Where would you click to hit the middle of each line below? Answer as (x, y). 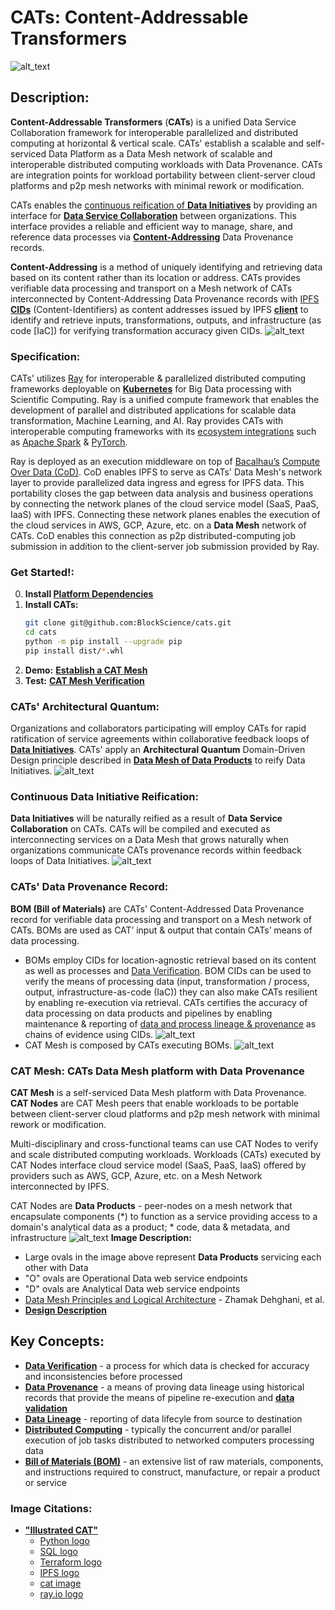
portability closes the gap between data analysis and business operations (162, 493)
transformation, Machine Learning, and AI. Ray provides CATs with (147, 421)
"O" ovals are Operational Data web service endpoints (136, 1278)
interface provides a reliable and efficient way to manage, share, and (151, 226)
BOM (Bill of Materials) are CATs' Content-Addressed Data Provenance (157, 908)
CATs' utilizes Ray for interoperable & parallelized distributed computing (158, 378)
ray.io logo (61, 1594)
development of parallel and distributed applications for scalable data (153, 410)
